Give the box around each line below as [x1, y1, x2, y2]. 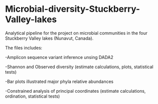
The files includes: [5, 45, 43, 51]
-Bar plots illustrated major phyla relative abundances [5, 78, 114, 84]
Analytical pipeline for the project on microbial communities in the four [5, 30, 148, 36]
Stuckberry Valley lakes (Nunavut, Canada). [5, 35, 94, 41]
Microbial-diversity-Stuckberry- [5, 3, 140, 15]
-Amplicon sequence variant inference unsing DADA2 [5, 54, 114, 60]
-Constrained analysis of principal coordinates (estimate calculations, [5, 88, 146, 94]
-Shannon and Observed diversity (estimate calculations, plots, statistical [5, 64, 154, 70]
